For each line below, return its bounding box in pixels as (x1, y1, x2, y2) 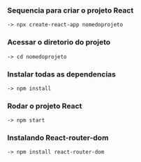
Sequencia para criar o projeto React (7, 6, 134, 15)
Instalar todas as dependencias (7, 69, 117, 79)
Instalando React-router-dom (7, 133, 109, 143)
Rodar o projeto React (7, 101, 82, 111)
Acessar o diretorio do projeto (7, 38, 111, 47)
